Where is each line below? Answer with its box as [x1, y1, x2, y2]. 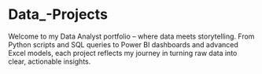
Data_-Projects [8, 6, 109, 24]
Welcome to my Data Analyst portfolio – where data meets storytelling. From [8, 31, 255, 41]
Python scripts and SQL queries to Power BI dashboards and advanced [8, 39, 238, 49]
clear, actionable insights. [8, 57, 91, 66]
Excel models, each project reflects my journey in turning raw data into [8, 48, 238, 57]
